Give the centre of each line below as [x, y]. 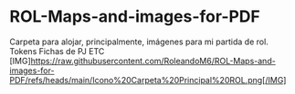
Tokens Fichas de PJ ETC [57, 51]
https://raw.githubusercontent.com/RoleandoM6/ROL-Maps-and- [153, 61]
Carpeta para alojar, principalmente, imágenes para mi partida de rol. [139, 42]
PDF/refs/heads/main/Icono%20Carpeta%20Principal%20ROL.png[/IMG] [148, 80]
